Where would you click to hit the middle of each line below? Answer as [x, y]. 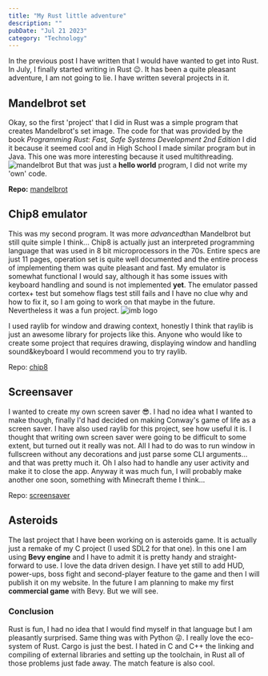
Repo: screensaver [39, 495]
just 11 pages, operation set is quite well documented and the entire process [133, 259]
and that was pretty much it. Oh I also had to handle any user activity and [129, 463]
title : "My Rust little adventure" [68, 16]
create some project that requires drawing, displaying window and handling [133, 342]
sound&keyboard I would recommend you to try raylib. [98, 351]
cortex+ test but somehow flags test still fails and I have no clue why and [128, 293]
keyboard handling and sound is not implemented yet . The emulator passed [133, 285]
